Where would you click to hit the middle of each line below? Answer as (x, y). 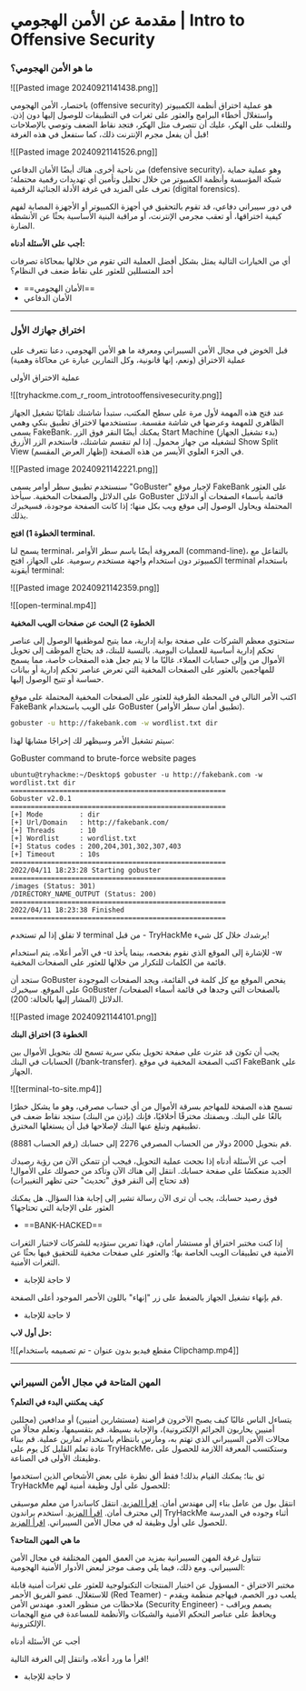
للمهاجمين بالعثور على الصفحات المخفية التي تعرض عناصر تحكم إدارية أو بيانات (143, 669)
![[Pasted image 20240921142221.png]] (84, 468)
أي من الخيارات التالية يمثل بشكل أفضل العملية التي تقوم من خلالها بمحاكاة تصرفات (151, 261)
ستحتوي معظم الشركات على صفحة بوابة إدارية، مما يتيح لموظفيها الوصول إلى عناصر (153, 640)
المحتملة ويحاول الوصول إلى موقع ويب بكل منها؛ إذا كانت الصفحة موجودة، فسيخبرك (151, 505)
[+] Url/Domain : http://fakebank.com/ (90, 822)
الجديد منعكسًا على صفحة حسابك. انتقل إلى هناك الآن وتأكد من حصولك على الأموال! (151, 1170)
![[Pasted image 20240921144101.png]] (84, 1016)
